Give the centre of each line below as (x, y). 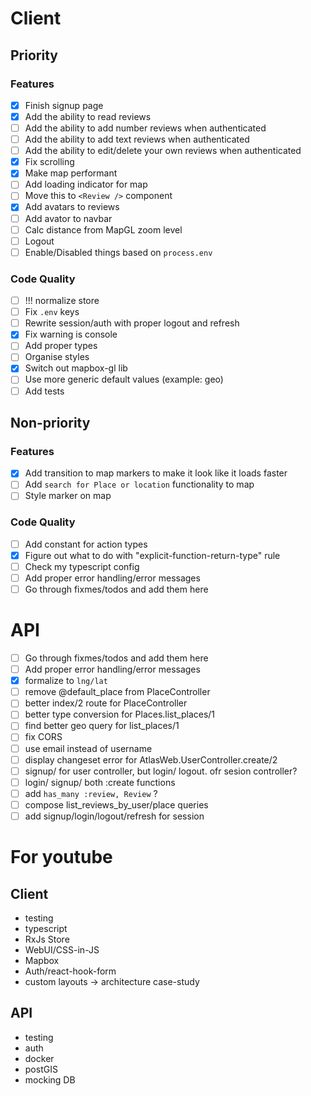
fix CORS (43, 737)
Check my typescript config (82, 566)
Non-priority (50, 423)
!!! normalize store (62, 301)
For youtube (61, 857)
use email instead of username (88, 748)
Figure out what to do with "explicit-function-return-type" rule (152, 555)
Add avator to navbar (68, 218)
